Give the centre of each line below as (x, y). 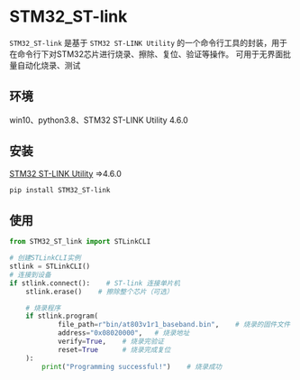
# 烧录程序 (43, 308)
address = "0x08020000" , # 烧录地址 (123, 333)
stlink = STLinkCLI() (50, 266)
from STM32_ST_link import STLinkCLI (80, 242)
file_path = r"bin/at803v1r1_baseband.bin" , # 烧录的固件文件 (174, 325)
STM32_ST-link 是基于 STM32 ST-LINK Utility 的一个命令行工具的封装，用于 (149, 42)
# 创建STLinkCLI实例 (45, 258)
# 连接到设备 (30, 274)
